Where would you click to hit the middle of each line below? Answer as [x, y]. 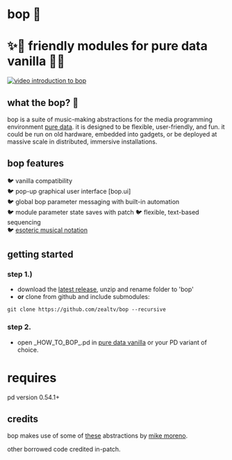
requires [32, 377]
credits [23, 419]
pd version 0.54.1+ [34, 397]
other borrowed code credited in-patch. [64, 450]
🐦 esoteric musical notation [48, 230]
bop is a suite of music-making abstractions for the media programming [110, 119]
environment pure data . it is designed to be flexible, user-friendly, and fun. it [116, 127]
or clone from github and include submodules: [83, 297]
